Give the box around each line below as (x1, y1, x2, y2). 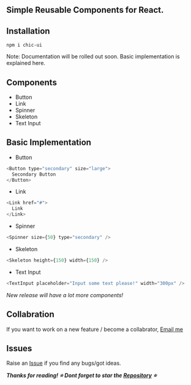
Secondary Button (12, 171, 56, 177)
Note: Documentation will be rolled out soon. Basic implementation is (6, 53, 180, 60)
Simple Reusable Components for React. (6, 5, 164, 15)
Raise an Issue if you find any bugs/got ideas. (6, 359, 121, 367)
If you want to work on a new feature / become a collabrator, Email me (6, 325, 184, 333)
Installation (6, 26, 50, 36)
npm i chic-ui (6, 42, 43, 49)
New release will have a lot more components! (6, 291, 124, 298)
